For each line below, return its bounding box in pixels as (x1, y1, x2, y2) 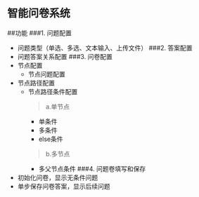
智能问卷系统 (7, 7, 70, 20)
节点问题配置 (27, 69, 65, 78)
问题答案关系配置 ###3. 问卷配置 (17, 52, 113, 60)
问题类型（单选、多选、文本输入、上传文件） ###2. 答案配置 (17, 43, 193, 52)
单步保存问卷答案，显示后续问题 (17, 182, 110, 190)
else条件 (38, 135, 63, 143)
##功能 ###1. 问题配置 (7, 29, 72, 37)
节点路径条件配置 (27, 87, 78, 95)
